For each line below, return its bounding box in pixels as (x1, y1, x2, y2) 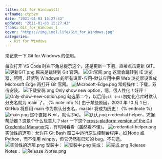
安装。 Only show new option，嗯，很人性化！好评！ (9, 87, 147, 93)
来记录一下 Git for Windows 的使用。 (5, 53, 79, 58)
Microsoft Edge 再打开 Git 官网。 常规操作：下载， (5, 81, 153, 87)
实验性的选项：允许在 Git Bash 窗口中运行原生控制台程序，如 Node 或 (5, 130, 145, 136)
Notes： (5, 148, 21, 154)
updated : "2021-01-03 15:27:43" (5, 20, 71, 26)
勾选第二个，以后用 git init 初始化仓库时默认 (66, 93, 158, 99)
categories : (5, 35, 29, 39)
